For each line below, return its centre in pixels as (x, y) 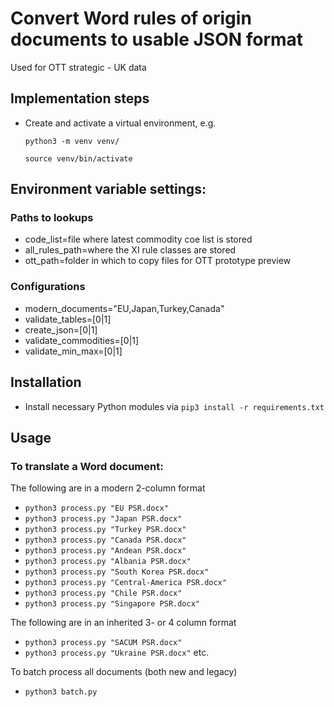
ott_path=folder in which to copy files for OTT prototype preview (158, 261)
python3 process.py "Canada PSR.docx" (105, 540)
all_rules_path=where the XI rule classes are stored (130, 250)
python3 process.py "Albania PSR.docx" (108, 562)
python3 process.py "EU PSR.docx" (96, 508)
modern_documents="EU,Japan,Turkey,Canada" (124, 308)
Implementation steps (80, 98)
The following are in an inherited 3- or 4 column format (123, 623)
